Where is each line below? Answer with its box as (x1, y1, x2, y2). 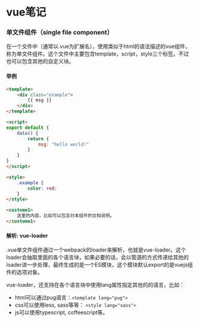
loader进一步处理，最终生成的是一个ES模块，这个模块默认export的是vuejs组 (6, 261, 193, 268)
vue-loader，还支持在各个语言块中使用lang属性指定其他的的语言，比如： (6, 281, 185, 289)
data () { (17, 130, 39, 136)
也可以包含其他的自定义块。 (6, 58, 74, 65)
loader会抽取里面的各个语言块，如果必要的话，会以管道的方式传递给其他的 (6, 254, 189, 261)
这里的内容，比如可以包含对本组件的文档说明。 (17, 213, 115, 219)
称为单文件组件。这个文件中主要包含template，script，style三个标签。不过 (6, 50, 189, 57)
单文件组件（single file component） (6, 28, 113, 36)
